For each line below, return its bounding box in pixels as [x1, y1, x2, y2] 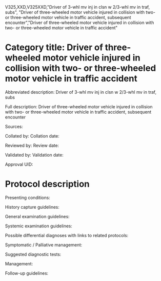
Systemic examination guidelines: [5, 223, 72, 229]
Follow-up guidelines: [5, 270, 49, 276]
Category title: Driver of [5, 42, 103, 53]
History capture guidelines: [5, 204, 60, 210]
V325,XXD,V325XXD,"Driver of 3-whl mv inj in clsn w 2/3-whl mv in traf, [5, 4, 150, 10]
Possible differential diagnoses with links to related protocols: [5, 232, 128, 238]
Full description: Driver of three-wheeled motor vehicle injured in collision [5, 103, 153, 109]
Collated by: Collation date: [5, 133, 60, 139]
